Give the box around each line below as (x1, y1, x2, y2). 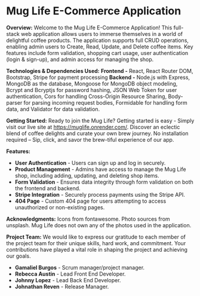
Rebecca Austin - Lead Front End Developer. (14, 270, 126, 277)
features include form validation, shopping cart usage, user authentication (6, 49, 189, 56)
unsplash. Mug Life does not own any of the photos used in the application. (6, 221, 192, 228)
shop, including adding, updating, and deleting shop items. (14, 172, 159, 179)
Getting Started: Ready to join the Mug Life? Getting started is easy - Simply (6, 117, 195, 124)
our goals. (6, 252, 31, 260)
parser (6, 99, 23, 106)
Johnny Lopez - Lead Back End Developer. (14, 276, 121, 283)
